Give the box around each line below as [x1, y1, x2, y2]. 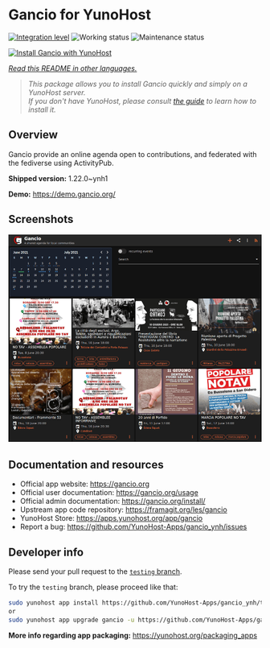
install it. [27, 105, 56, 114]
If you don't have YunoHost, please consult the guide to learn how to [27, 96, 257, 105]
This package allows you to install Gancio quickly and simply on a [27, 79, 247, 89]
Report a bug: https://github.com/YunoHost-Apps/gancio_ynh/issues [19, 522, 247, 532]
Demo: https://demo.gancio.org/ [8, 189, 116, 199]
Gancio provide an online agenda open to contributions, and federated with [8, 149, 257, 159]
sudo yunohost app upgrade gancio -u [8, 616, 135, 624]
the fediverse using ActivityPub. [8, 158, 114, 167]
